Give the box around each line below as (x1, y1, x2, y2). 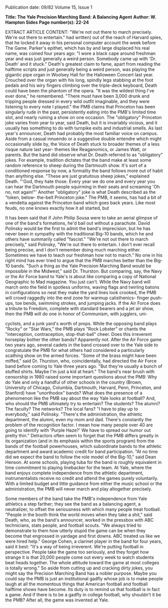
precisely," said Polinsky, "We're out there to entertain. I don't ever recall (5, 241, 155, 248)
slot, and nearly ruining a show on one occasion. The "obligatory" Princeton (5, 114, 162, 120)
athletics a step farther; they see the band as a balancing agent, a (5, 501, 141, 507)
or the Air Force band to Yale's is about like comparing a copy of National (5, 274, 156, 279)
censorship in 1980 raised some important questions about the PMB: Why (5, 374, 157, 380)
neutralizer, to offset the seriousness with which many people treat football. (5, 507, 161, 512)
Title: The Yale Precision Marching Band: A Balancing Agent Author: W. (5, 14, 156, 20)
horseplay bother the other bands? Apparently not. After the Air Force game (5, 336, 162, 342)
